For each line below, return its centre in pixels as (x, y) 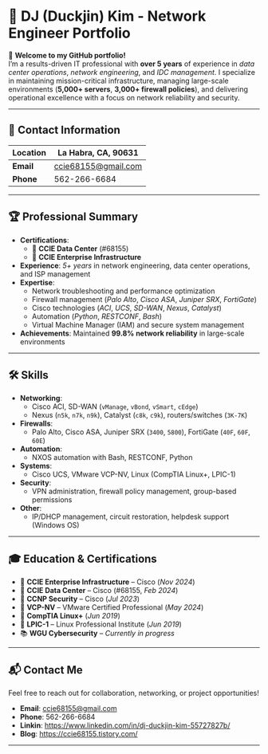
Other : (31, 509)
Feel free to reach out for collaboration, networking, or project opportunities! (134, 693)
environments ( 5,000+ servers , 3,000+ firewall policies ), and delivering (128, 89)
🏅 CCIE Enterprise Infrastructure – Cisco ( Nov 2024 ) (107, 582)
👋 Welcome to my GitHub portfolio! (67, 55)
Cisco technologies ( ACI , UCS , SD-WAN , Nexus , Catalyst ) (126, 308)
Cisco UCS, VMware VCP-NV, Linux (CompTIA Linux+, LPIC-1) (134, 474)
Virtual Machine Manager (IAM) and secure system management (138, 324)
